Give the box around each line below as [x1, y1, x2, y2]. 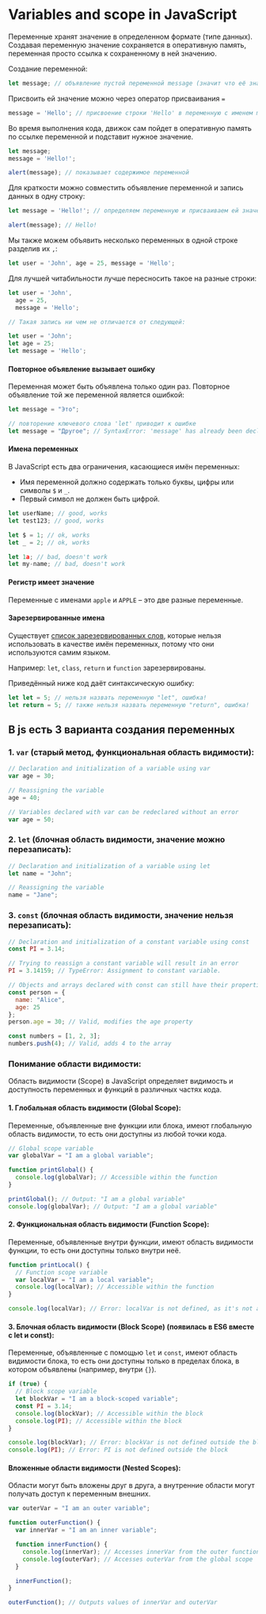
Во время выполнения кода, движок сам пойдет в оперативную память [8, 123, 252, 132]
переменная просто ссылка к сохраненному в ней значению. [8, 48, 218, 58]
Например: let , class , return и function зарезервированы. [8, 663, 207, 672]
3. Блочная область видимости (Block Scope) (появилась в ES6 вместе [8, 1321, 255, 1331]
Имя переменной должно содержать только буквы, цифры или [19, 477, 234, 487]
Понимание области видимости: [8, 1058, 142, 1069]
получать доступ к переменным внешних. [8, 1489, 151, 1499]
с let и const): [8, 1330, 55, 1340]
